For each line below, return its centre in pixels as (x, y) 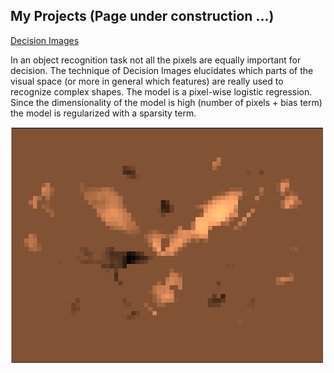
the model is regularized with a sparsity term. (103, 113)
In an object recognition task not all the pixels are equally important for (156, 60)
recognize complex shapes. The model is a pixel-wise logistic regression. (161, 91)
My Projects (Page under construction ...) (142, 16)
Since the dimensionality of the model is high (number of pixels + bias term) (166, 102)
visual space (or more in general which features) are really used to (147, 81)
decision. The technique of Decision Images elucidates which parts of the (162, 70)
